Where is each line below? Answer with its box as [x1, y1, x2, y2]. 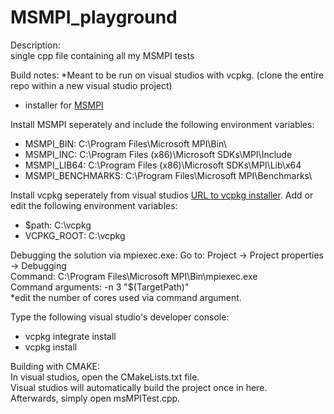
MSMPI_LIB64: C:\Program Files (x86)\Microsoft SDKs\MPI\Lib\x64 [24, 159, 302, 171]
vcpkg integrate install [24, 330, 117, 342]
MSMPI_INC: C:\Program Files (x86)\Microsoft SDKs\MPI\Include [24, 148, 293, 160]
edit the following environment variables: [10, 199, 178, 211]
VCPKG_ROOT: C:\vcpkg [24, 229, 126, 241]
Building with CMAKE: [10, 360, 101, 372]
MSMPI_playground [10, 6, 178, 29]
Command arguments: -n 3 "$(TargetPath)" [10, 281, 190, 293]
